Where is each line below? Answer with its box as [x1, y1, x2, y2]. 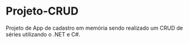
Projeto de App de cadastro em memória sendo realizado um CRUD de [5, 24, 184, 31]
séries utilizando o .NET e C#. [5, 30, 80, 38]
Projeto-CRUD [5, 4, 79, 18]
